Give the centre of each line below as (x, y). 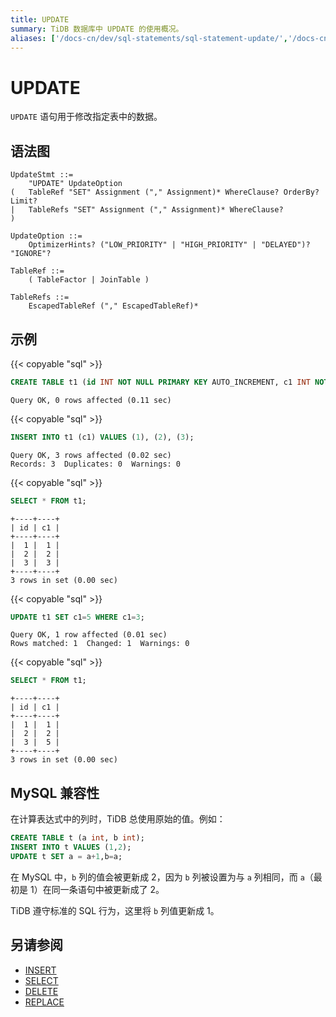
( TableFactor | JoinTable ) (89, 280)
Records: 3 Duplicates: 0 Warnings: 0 (96, 464)
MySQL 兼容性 (55, 792)
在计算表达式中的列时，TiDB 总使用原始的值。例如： (118, 819)
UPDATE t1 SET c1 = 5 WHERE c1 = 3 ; (77, 617)
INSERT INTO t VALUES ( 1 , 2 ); (71, 847)
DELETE (41, 991)
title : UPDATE (40, 19)
